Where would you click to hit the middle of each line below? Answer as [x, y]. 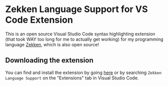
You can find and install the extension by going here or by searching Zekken [83, 72]
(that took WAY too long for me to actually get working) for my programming [84, 39]
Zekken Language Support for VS [76, 9]
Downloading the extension [49, 61]
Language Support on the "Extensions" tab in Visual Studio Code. [72, 78]
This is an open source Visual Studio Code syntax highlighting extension [80, 34]
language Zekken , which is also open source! [52, 44]
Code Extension [39, 20]
